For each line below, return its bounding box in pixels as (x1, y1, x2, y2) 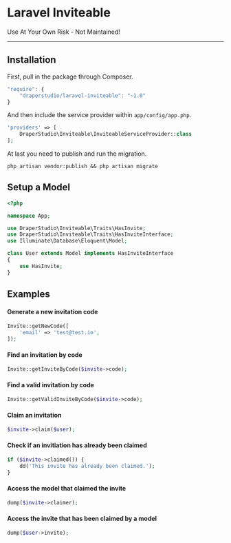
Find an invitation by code (7, 350, 82, 359)
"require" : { (7, 85, 45, 92)
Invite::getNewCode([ (7, 322, 69, 330)
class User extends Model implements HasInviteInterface (7, 250, 174, 257)
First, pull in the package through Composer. (7, 72, 133, 81)
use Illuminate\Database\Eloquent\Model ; (7, 238, 128, 245)
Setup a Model (7, 181, 71, 194)
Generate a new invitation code (7, 307, 98, 316)
